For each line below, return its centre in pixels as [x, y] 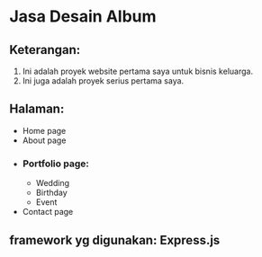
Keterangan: [45, 50]
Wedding [53, 183]
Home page [44, 130]
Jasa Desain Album [83, 17]
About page [44, 140]
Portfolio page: [56, 164]
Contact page [48, 212]
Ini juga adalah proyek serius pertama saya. [103, 81]
